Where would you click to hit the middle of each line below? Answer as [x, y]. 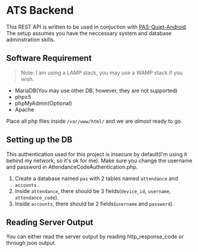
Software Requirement [49, 58]
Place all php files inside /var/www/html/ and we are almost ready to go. [94, 121]
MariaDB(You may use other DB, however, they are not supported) [96, 91]
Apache [24, 109]
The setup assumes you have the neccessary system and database [89, 33]
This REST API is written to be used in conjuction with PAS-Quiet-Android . [97, 27]
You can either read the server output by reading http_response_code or [95, 237]
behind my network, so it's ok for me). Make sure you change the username [99, 160]
